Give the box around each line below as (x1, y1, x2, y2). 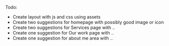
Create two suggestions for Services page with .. (12, 24, 115, 30)
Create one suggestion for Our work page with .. (12, 30, 114, 35)
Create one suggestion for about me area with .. (12, 35, 113, 41)
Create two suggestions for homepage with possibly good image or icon (12, 19, 164, 25)
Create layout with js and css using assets (12, 14, 100, 19)
